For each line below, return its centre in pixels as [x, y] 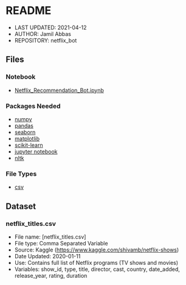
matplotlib [27, 138]
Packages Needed [33, 106]
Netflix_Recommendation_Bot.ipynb [59, 90]
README [29, 11]
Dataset [21, 206]
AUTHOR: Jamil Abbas [43, 33]
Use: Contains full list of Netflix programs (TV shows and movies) [96, 262]
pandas [24, 125]
